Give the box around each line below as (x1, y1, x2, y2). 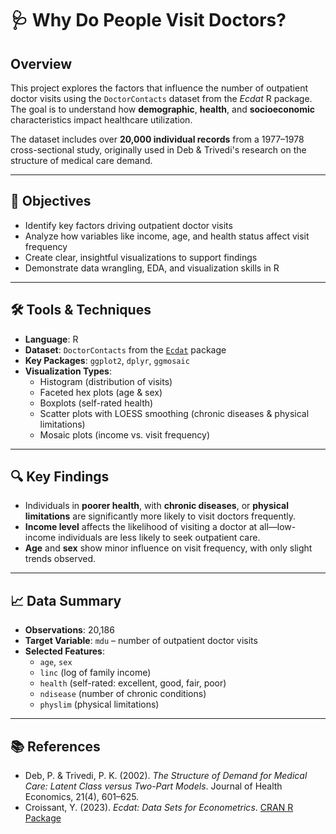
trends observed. (24, 553, 97, 565)
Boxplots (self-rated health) (39, 397, 154, 409)
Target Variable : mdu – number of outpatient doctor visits (24, 635, 258, 647)
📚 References (10, 738, 101, 755)
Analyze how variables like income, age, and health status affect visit (24, 230, 310, 242)
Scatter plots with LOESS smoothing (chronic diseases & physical (39, 407, 310, 419)
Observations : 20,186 (24, 624, 115, 636)
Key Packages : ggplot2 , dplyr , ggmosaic (24, 354, 190, 366)
